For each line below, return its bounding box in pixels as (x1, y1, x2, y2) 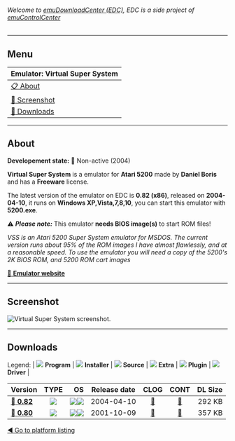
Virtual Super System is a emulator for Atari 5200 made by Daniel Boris (7, 170, 217, 178)
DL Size (197, 385, 223, 395)
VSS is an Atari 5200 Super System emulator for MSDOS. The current (7, 233, 208, 241)
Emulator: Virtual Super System (10, 69, 119, 79)
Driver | (7, 368, 30, 376)
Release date (91, 385, 136, 395)
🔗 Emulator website (7, 269, 65, 277)
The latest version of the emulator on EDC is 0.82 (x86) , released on (7, 191, 205, 199)
